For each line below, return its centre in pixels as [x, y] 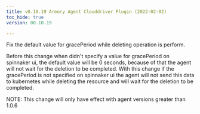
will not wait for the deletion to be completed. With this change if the [90, 69]
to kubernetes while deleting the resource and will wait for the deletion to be [100, 81]
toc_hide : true [25, 17]
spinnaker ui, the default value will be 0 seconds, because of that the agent [99, 62]
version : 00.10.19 [29, 23]
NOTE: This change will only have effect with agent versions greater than [96, 99]
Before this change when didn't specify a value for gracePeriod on [88, 56]
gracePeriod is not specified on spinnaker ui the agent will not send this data [100, 75]
